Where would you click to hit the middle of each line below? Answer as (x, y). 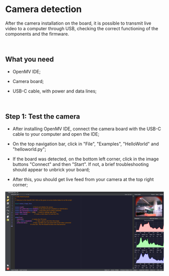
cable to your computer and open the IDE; (56, 134)
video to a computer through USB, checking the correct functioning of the (82, 28)
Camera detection (44, 9)
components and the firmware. (37, 34)
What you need (30, 60)
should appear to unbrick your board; (51, 169)
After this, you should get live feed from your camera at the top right (83, 179)
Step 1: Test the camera (43, 117)
